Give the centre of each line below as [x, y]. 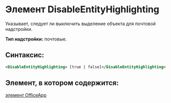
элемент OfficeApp [26, 95]
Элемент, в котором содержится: [62, 83]
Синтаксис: [25, 55]
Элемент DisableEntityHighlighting [82, 9]
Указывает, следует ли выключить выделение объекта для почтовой [81, 24]
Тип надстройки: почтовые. [36, 39]
